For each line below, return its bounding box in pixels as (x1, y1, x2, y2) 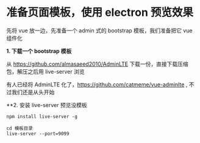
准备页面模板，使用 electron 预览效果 (6, 5, 194, 19)
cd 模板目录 (6, 125, 34, 131)
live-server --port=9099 (6, 130, 70, 137)
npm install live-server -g (6, 113, 78, 119)
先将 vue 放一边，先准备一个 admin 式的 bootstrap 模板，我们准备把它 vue (6, 27, 193, 34)
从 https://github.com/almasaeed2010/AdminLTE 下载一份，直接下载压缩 (6, 60, 189, 68)
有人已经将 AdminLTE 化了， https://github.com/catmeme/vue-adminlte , (6, 80, 188, 88)
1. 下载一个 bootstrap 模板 (6, 47, 72, 55)
